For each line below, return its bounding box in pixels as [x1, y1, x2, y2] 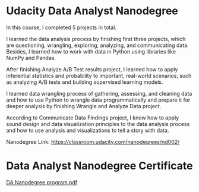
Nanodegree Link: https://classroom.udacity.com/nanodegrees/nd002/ [6, 138, 180, 145]
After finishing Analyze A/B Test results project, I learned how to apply [6, 65, 178, 73]
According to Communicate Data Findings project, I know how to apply [6, 114, 179, 121]
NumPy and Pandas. [6, 54, 56, 61]
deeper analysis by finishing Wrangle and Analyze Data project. [6, 102, 162, 109]
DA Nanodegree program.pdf [6, 178, 78, 185]
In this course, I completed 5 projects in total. [6, 24, 117, 31]
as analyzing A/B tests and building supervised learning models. [6, 78, 163, 86]
